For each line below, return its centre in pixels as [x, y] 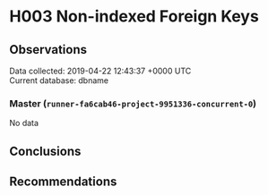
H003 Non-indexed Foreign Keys [134, 17]
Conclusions [45, 151]
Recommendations [63, 182]
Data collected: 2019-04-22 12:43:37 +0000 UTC [100, 71]
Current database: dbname [59, 81]
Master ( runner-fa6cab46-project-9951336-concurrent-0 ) [133, 103]
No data [24, 123]
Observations [48, 50]
